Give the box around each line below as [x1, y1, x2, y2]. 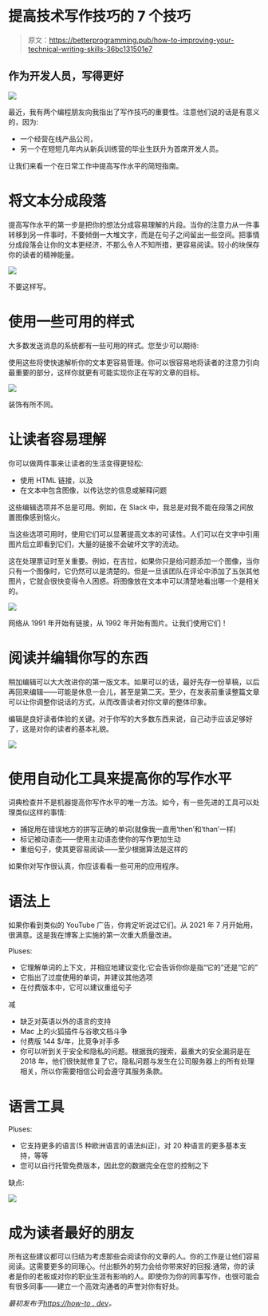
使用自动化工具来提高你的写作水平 [8, 770, 233, 787]
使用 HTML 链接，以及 [19, 475, 93, 485]
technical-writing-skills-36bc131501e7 [27, 44, 153, 54]
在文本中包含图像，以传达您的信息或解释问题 [19, 485, 167, 495]
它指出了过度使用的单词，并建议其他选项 [19, 973, 153, 982]
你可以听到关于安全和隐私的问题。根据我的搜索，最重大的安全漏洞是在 [19, 1047, 251, 1056]
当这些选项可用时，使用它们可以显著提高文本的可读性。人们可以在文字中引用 [8, 529, 260, 539]
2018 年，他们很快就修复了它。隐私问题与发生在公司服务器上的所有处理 [19, 1056, 255, 1066]
